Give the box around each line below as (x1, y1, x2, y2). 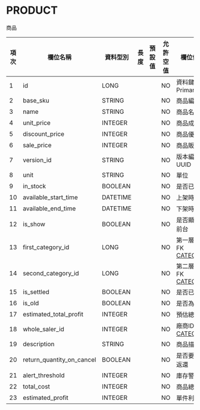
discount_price (23, 129, 64, 138)
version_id (23, 156, 52, 164)
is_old (23, 299, 39, 307)
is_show (23, 220, 46, 228)
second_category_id (23, 269, 79, 277)
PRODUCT (6, 4, 58, 17)
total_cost (23, 382, 51, 390)
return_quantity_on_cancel (23, 355, 96, 364)
